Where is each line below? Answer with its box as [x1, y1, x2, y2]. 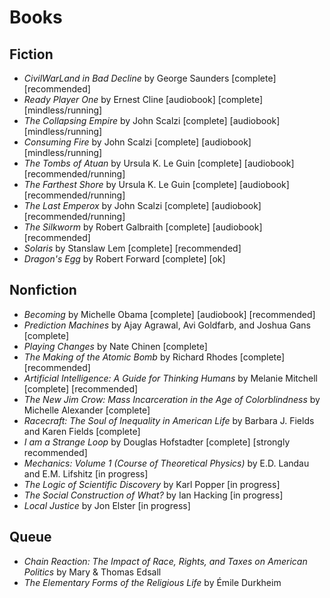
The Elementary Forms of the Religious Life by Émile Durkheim [23, 576, 282, 588]
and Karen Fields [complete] [23, 425, 141, 437]
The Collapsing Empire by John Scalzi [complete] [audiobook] [23, 115, 281, 126]
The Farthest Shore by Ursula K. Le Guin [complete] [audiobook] [23, 179, 290, 190]
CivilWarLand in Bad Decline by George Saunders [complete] [23, 72, 277, 84]
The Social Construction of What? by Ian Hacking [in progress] [23, 489, 284, 501]
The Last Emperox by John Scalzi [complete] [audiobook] [23, 200, 262, 211]
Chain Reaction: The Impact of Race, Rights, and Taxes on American [23, 555, 308, 567]
